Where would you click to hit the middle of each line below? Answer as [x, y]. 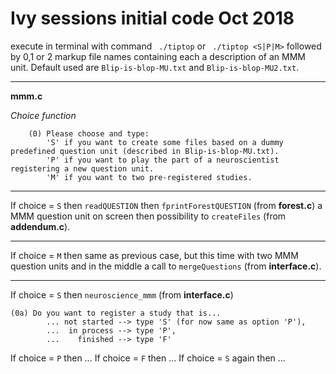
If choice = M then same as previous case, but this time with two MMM [154, 255]
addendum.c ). [40, 226]
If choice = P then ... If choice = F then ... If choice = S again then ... [148, 358]
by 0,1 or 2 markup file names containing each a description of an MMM [158, 56]
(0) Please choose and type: [89, 133]
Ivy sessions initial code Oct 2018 [152, 18]
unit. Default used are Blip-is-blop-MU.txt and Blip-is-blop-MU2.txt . [155, 67]
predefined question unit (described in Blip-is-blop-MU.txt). [145, 151]
